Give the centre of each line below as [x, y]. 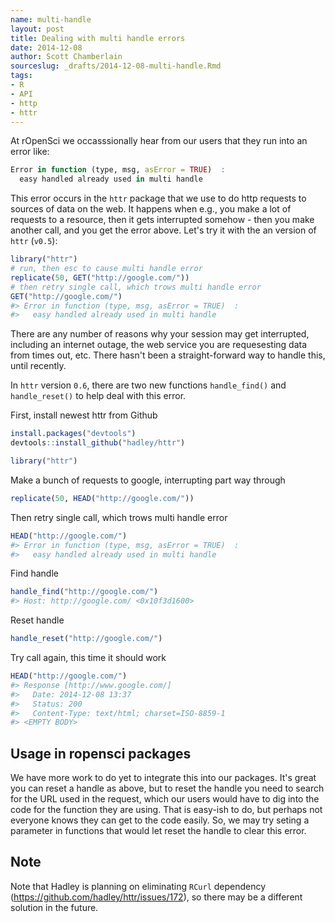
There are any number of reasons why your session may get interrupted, [160, 334]
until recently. [38, 366]
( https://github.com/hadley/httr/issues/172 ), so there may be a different [156, 897]
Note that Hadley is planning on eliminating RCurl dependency [138, 886]
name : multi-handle [51, 19]
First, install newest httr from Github [84, 415]
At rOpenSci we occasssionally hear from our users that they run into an [159, 141]
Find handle [34, 573]
